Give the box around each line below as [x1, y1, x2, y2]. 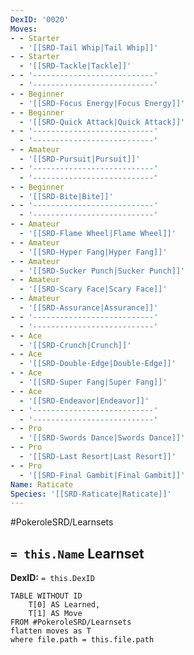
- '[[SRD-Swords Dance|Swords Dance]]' [19, 433, 186, 443]
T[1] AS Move [28, 609, 83, 619]
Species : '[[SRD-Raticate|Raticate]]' [10, 489, 172, 499]
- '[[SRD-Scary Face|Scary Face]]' [19, 284, 168, 295]
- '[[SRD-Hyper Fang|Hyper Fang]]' [19, 247, 168, 257]
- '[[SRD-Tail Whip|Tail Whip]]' [19, 42, 159, 53]
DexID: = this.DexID [10, 572, 95, 584]
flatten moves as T [10, 626, 92, 636]
